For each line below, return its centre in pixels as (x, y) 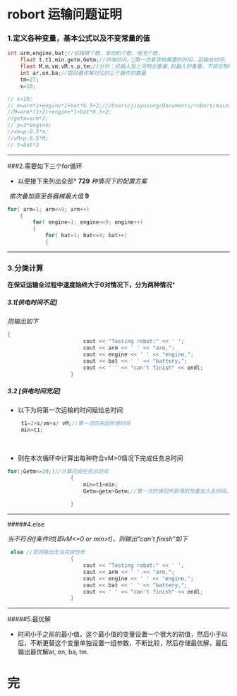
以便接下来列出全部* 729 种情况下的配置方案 (82, 181)
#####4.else (26, 524)
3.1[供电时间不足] (32, 302)
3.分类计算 (25, 268)
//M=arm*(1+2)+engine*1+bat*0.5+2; (60, 112)
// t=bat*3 (23, 145)
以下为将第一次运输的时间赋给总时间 (70, 410)
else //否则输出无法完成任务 (48, 552)
